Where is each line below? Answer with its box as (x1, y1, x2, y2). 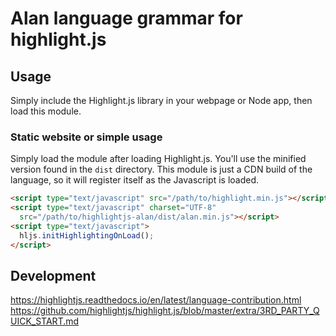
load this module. (10, 105, 82, 117)
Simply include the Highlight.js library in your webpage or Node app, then (10, 95, 313, 106)
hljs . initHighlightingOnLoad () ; (19, 230, 155, 241)
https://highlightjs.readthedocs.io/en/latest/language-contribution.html (10, 294, 302, 306)
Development (10, 267, 97, 284)
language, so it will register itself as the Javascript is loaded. (10, 174, 260, 186)
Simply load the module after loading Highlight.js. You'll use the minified (10, 153, 307, 165)
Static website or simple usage (10, 130, 163, 144)
